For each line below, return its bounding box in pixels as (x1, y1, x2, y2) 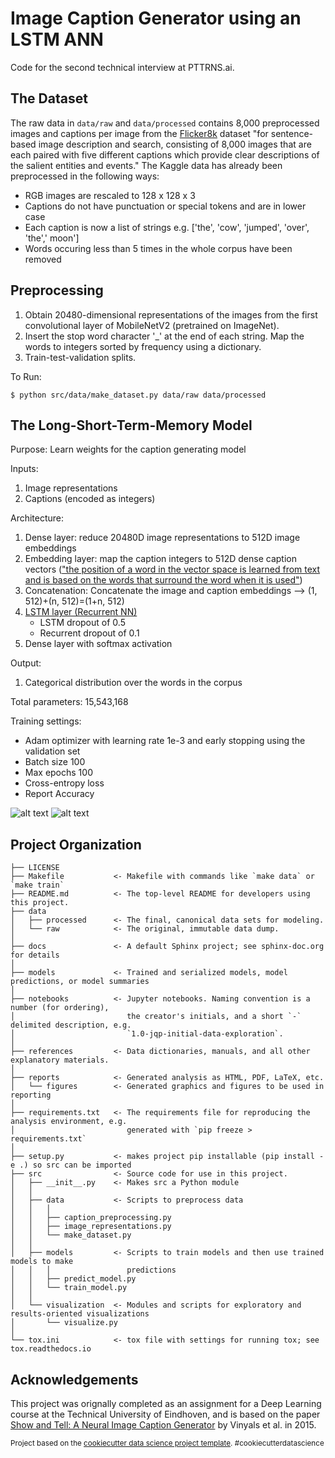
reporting (10, 1090, 52, 1101)
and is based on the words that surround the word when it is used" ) (24, 574, 303, 586)
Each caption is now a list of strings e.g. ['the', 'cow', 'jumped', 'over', (24, 221, 310, 233)
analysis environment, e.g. (10, 1117, 128, 1127)
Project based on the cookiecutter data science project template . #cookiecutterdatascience (10, 1438, 325, 1448)
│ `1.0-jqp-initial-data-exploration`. (10, 1029, 284, 1039)
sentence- (270, 127, 314, 139)
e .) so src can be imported (10, 1160, 132, 1171)
